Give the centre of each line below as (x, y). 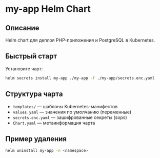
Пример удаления (36, 139)
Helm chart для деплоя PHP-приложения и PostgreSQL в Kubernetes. (80, 40)
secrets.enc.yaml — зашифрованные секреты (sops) (70, 117)
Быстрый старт (31, 56)
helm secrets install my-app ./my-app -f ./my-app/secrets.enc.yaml (80, 78)
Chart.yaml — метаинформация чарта (54, 123)
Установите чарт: (24, 68)
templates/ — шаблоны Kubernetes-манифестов (65, 106)
